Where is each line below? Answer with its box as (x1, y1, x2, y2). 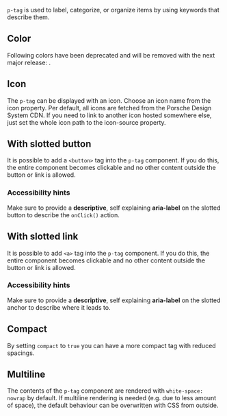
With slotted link (7, 231, 79, 243)
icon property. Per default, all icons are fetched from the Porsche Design (7, 103, 212, 112)
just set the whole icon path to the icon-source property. (7, 118, 166, 126)
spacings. (7, 349, 35, 357)
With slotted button (7, 138, 92, 150)
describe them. (7, 13, 50, 21)
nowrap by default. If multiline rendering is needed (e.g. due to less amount (7, 394, 217, 402)
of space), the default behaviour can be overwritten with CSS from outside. (7, 401, 219, 410)
